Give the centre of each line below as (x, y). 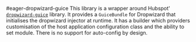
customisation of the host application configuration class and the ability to (95, 26)
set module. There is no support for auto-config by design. (77, 33)
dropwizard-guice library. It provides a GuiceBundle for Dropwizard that (91, 14)
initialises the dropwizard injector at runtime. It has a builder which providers (98, 20)
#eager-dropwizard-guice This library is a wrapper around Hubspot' (88, 8)
